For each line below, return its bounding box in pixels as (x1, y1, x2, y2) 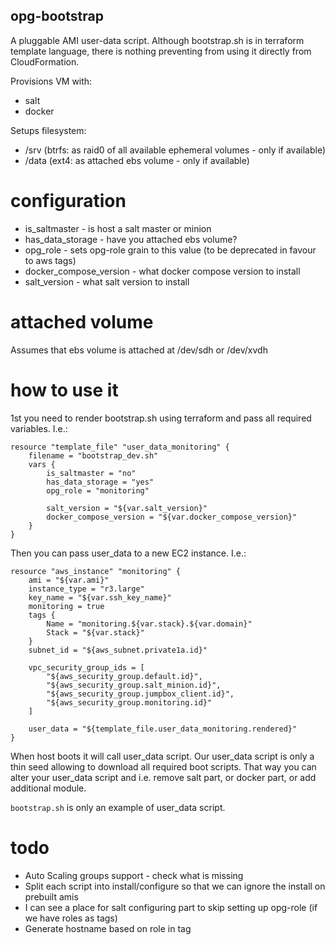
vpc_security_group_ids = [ (28, 662, 145, 673)
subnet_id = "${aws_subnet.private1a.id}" (28, 645, 208, 655)
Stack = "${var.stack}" (46, 627, 145, 638)
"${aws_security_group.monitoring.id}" (46, 697, 213, 708)
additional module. (10, 782, 87, 794)
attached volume (10, 310, 154, 333)
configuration (10, 190, 127, 212)
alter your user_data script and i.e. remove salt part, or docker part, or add (10, 771, 317, 783)
